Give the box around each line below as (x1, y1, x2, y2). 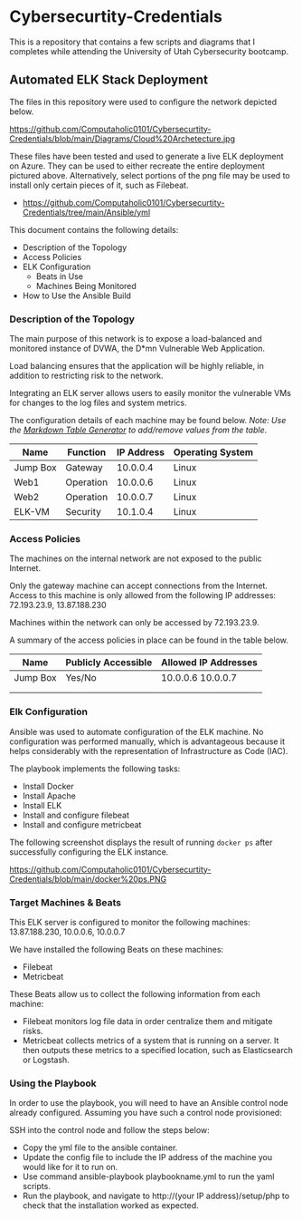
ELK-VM (14, 506, 50, 518)
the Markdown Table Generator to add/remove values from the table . (9, 424, 268, 436)
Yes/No (65, 672, 97, 684)
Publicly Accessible (65, 656, 153, 669)
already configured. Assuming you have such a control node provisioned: (9, 1108, 282, 1118)
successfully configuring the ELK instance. (9, 846, 169, 857)
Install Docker (22, 780, 74, 791)
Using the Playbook (9, 1077, 97, 1089)
